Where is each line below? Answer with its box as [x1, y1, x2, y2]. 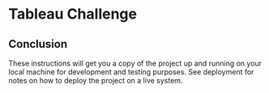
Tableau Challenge [8, 5, 138, 23]
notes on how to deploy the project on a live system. [8, 76, 183, 85]
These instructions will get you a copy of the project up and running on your [8, 58, 262, 68]
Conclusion [8, 37, 68, 51]
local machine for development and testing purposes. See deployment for [8, 67, 254, 77]
